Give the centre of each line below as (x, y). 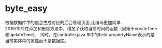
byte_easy (26, 8)
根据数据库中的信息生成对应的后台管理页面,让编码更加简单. (64, 22)
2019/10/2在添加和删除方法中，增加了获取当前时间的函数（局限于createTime (81, 28)
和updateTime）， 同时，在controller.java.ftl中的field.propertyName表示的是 (80, 34)
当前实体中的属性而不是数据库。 (37, 40)
